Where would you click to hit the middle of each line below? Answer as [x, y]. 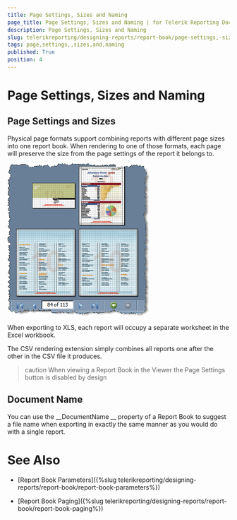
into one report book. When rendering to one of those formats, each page [114, 146]
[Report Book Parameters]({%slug [67, 480]
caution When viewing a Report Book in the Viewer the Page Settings [125, 370]
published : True [31, 52]
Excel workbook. [32, 335]
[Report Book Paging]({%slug [60, 501]
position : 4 [25, 60]
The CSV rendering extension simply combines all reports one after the [110, 348]
